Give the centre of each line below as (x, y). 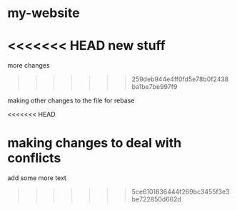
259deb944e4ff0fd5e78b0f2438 (180, 79)
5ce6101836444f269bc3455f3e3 (181, 192)
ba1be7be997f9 (155, 87)
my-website (44, 13)
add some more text (37, 178)
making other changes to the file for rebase (71, 100)
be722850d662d (157, 199)
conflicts (34, 158)
